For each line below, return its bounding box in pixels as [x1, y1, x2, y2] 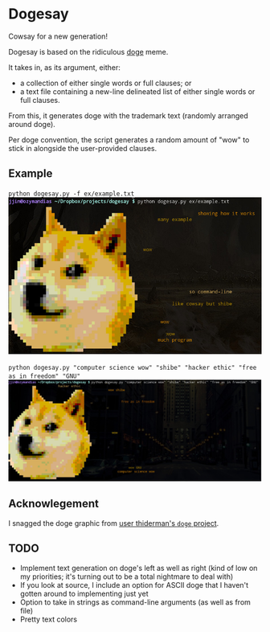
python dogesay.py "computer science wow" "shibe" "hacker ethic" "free [8, 363, 257, 371]
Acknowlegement [8, 497, 99, 511]
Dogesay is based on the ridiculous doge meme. [8, 47, 169, 56]
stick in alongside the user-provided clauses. [8, 143, 157, 153]
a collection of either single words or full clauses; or [19, 78, 192, 88]
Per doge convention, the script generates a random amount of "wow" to [8, 134, 250, 145]
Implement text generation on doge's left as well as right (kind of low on [19, 563, 258, 572]
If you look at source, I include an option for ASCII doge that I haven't [19, 580, 249, 589]
